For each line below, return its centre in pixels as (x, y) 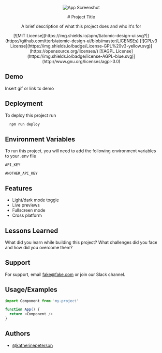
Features (19, 188)
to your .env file (21, 156)
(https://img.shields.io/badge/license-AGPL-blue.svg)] (81, 56)
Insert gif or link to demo (29, 88)
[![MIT (19, 36)
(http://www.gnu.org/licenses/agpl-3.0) (81, 61)
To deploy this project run (31, 115)
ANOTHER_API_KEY (21, 174)
